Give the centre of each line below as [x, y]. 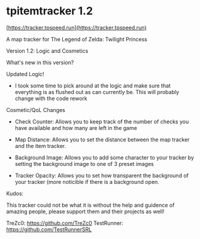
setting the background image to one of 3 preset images [84, 164]
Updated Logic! [25, 74]
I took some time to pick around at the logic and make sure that [93, 86]
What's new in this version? [40, 62]
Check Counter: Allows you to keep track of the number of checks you [102, 122]
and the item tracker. [40, 146]
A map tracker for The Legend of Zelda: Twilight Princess [77, 39]
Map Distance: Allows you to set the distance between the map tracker [102, 140]
